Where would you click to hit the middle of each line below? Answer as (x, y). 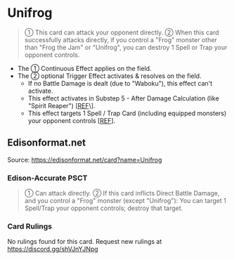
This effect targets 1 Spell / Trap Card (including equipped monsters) (127, 113)
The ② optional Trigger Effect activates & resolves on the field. (109, 76)
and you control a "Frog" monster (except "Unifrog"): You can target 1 (125, 201)
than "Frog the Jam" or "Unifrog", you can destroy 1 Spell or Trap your (126, 47)
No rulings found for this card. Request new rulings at (85, 242)
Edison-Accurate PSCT (47, 178)
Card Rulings (30, 226)
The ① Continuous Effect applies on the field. (85, 68)
